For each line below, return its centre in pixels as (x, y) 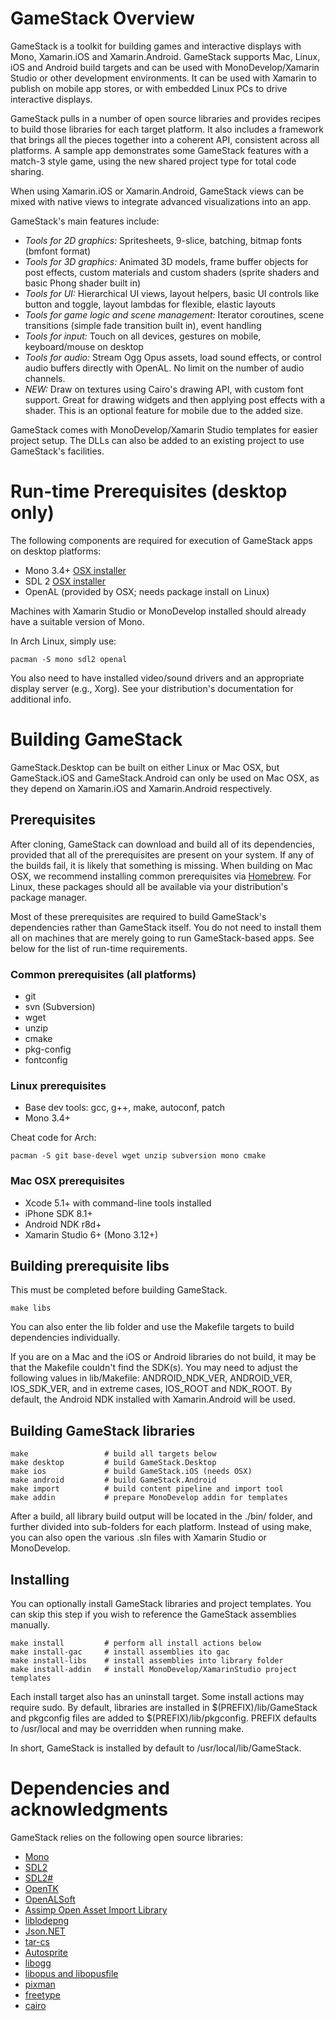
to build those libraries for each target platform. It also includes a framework (167, 129)
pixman (40, 1984)
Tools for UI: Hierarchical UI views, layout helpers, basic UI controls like (172, 293)
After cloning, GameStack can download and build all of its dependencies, (162, 844)
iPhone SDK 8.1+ (58, 1213)
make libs (31, 1308)
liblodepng (47, 1920)
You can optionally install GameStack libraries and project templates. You (161, 1603)
